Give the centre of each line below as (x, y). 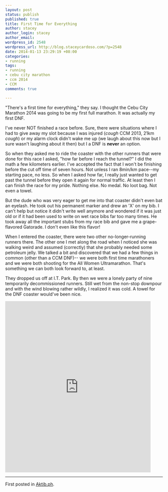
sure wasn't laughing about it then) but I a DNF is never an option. (73, 143)
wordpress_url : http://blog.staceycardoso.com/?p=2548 (63, 47)
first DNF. (15, 118)
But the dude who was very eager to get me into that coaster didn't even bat (84, 200)
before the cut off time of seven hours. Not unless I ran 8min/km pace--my (82, 169)
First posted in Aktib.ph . (30, 484)
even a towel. (19, 190)
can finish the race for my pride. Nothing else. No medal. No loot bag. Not (81, 185)
